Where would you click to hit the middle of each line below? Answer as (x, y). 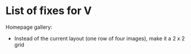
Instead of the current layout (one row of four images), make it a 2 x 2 (99, 38)
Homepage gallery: (29, 27)
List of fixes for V (49, 11)
